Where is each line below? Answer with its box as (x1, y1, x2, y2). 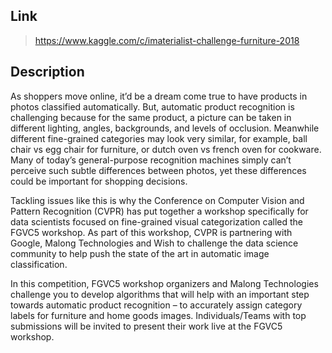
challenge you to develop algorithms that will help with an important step (10, 288, 310, 300)
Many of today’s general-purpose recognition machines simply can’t (10, 154, 292, 166)
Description (10, 64, 85, 81)
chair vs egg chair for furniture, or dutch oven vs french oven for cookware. (10, 143, 322, 155)
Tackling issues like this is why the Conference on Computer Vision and (10, 194, 305, 206)
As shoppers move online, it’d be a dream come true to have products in (10, 90, 308, 102)
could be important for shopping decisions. (10, 175, 188, 187)
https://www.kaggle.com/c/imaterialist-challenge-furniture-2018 (34, 34, 300, 46)
